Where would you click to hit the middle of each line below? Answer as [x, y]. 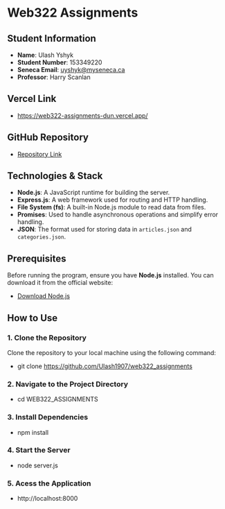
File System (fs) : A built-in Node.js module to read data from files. [111, 207]
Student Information [52, 38]
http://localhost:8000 [47, 499]
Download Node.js [44, 296]
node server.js [38, 465]
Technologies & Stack [55, 176]
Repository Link [39, 154]
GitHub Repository [48, 138]
